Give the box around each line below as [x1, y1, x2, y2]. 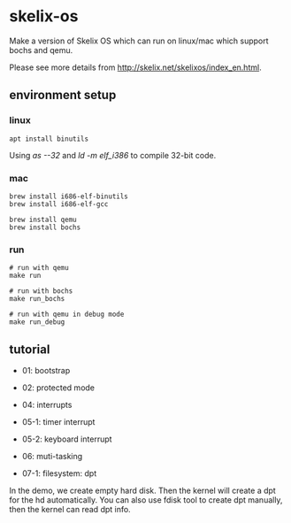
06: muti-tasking [21, 451, 83, 462]
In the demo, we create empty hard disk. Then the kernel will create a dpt [9, 485, 276, 496]
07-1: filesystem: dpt [21, 468, 97, 479]
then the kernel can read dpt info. [9, 504, 131, 515]
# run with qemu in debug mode [9, 310, 125, 319]
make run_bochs [9, 295, 65, 304]
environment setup [9, 88, 117, 103]
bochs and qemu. [9, 44, 73, 55]
